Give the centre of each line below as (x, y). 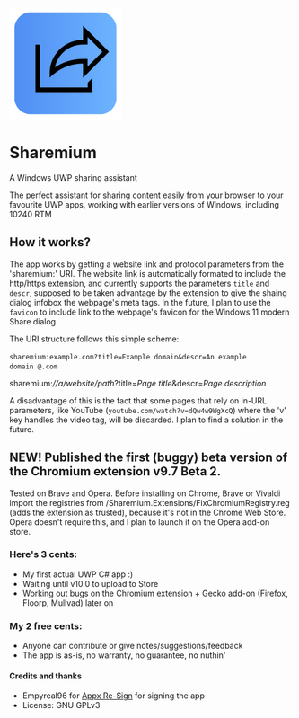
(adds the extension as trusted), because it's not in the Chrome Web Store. (148, 512)
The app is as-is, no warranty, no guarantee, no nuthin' (124, 655)
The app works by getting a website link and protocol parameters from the (147, 264)
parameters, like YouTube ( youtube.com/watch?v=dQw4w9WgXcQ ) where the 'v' (148, 410)
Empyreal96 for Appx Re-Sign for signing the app (113, 696)
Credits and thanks (46, 676)
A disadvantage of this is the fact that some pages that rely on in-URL (138, 400)
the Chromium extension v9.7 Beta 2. (115, 471)
